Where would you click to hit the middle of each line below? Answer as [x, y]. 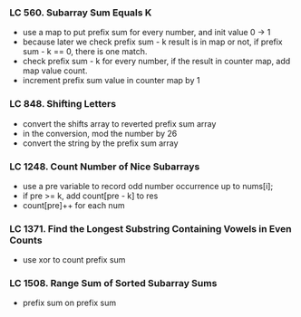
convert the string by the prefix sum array [100, 143]
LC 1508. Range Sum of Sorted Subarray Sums [113, 283]
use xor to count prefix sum [74, 260]
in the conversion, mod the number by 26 [100, 133]
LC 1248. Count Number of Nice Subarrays [105, 167]
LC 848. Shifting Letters [63, 104]
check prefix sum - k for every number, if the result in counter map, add [156, 62]
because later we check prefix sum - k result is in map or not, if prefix [152, 42]
